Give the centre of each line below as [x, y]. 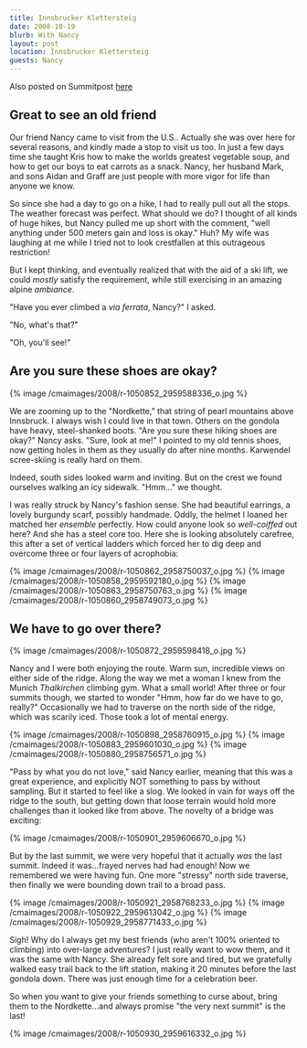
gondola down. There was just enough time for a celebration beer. [134, 978]
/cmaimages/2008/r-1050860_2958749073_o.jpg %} [109, 600]
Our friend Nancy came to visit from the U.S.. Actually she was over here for [153, 137]
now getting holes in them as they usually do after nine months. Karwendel [150, 450]
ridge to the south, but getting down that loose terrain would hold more [143, 801]
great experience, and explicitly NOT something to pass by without [135, 782]
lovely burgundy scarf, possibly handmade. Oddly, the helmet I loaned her [148, 514]
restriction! [30, 251]
